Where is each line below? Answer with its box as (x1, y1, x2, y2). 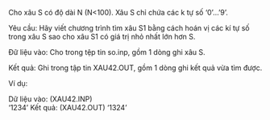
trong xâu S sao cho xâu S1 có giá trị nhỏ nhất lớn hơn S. (8, 32, 196, 41)
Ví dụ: (8, 79, 28, 88)
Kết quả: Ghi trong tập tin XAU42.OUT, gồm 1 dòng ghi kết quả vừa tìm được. (8, 63, 263, 72)
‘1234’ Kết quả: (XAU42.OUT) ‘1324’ (8, 103, 127, 112)
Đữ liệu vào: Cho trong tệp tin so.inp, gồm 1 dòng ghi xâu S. (8, 48, 206, 56)
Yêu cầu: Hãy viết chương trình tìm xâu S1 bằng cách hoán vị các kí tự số (8, 23, 250, 32)
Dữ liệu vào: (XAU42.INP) (8, 94, 93, 104)
